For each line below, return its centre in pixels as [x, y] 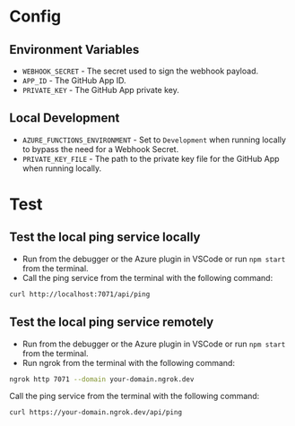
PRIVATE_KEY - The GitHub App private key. [100, 90]
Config [35, 17]
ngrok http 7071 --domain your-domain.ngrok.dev [102, 379]
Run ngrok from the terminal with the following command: [129, 362]
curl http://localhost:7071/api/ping [80, 294]
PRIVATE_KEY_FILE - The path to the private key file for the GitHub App [151, 158]
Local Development [65, 118]
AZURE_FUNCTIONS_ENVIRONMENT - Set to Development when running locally [154, 140]
